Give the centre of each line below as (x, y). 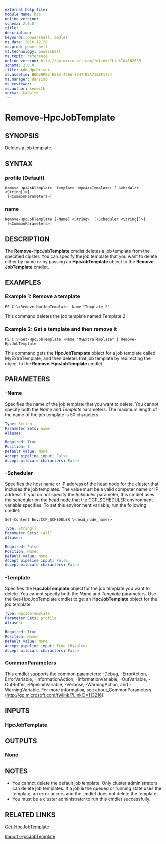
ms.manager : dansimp (27, 79)
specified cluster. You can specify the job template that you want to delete (81, 256)
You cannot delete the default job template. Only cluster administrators (85, 783)
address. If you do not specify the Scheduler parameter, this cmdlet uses (80, 495)
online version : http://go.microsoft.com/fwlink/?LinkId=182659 (73, 61)
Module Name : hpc (23, 14)
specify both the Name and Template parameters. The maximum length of (81, 409)
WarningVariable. (23, 690)
